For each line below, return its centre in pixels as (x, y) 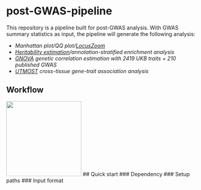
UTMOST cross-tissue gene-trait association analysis (82, 71)
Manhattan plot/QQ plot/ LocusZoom (60, 46)
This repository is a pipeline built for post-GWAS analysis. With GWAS (92, 28)
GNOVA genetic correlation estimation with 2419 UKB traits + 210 (95, 58)
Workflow (25, 90)
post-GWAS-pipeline (59, 11)
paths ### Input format (35, 180)
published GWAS (36, 65)
